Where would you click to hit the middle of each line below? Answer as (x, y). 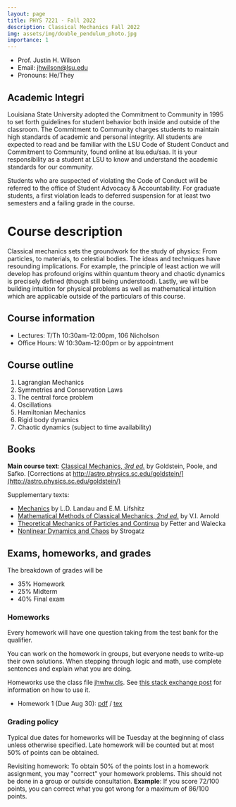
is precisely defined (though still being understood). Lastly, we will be (108, 281)
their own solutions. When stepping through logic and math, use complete (114, 662)
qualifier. (20, 640)
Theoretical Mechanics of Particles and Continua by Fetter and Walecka (122, 524)
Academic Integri (46, 97)
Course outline (41, 365)
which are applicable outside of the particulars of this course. (96, 296)
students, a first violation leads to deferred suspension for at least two (109, 196)
